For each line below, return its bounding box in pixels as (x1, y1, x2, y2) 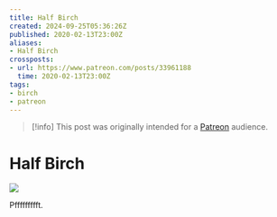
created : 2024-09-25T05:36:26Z (9, 22, 127, 31)
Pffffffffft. (9, 200, 43, 211)
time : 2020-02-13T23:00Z (17, 72, 111, 81)
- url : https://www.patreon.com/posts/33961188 (9, 64, 192, 73)
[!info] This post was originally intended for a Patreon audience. (31, 122, 269, 132)
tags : (9, 80, 30, 89)
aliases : (9, 38, 42, 48)
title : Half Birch (9, 13, 78, 23)
